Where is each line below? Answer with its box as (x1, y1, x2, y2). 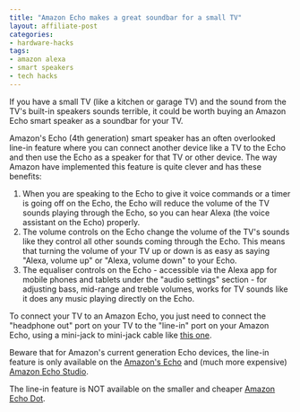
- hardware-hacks (9, 38, 74, 48)
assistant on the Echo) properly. (21, 216, 141, 227)
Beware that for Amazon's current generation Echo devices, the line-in (9, 346, 270, 357)
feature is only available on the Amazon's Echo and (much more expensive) (9, 356, 287, 367)
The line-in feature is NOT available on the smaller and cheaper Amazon (9, 383, 276, 394)
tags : (9, 47, 30, 56)
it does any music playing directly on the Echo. (21, 293, 195, 303)
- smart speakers (9, 64, 74, 73)
